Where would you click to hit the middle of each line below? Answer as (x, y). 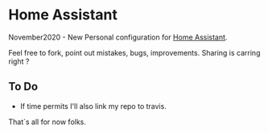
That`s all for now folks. (47, 122)
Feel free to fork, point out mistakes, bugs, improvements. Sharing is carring (134, 52)
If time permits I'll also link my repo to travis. (93, 106)
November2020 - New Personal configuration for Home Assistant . (118, 37)
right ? (19, 61)
